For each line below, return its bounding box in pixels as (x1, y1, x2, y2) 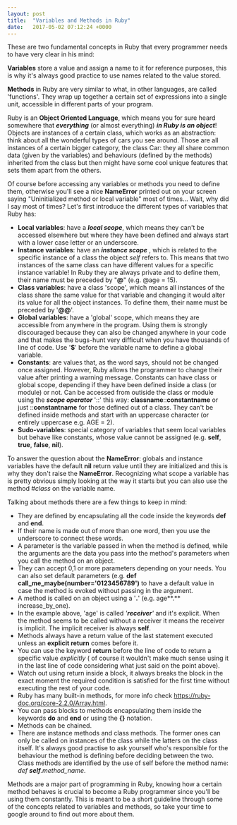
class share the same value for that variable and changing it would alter (17, 291, 226, 300)
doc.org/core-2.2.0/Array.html (17, 699, 106, 707)
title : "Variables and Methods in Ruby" (7, 17, 131, 24)
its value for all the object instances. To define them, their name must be (17, 298, 228, 307)
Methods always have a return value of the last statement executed (17, 632, 214, 640)
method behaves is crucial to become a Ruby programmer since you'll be (7, 788, 220, 796)
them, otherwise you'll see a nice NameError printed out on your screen (7, 188, 217, 196)
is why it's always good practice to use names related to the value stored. (7, 71, 221, 80)
